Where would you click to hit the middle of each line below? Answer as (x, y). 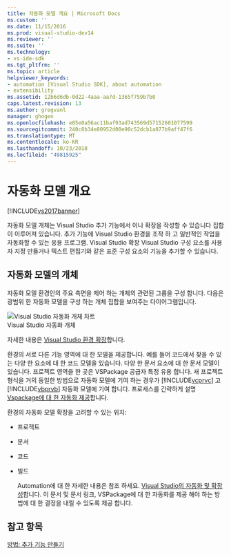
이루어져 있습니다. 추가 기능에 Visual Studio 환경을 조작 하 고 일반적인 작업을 (117, 234)
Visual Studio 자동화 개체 (41, 325)
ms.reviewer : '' (30, 39)
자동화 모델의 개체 (43, 275)
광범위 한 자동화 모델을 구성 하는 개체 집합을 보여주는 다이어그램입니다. (102, 301)
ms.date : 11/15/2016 (37, 26)
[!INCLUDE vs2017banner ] (44, 211)
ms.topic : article (33, 71)
